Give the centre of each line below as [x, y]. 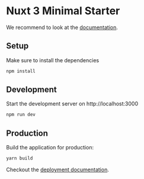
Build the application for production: [50, 148]
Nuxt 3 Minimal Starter [63, 11]
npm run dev [21, 115]
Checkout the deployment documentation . [58, 170]
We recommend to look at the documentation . [62, 27]
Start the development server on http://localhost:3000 [72, 104]
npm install [21, 71]
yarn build [20, 158]
